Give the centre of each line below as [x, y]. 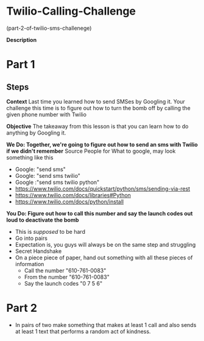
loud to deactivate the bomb [43, 220]
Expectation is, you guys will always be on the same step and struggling [105, 244]
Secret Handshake [38, 251]
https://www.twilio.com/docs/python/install [69, 202]
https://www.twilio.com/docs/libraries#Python [73, 195]
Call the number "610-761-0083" [65, 270]
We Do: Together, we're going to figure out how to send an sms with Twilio [102, 144]
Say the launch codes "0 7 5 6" [63, 283]
